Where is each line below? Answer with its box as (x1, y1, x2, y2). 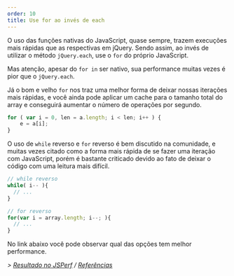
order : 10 (7, 10, 36, 18)
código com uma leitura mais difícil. (7, 162, 110, 170)
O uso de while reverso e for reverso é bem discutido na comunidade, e (7, 139, 216, 148)
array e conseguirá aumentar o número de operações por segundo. (7, 100, 202, 109)
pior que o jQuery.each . (7, 71, 75, 81)
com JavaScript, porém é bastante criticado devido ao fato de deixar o (7, 155, 212, 163)
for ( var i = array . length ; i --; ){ (7, 214, 111, 221)
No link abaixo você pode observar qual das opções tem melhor (7, 240, 192, 249)
